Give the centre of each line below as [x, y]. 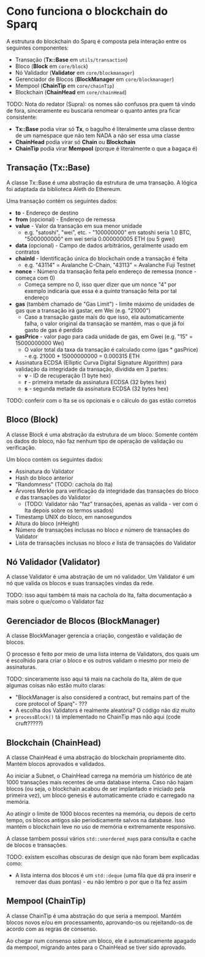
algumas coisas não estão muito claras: [56, 686]
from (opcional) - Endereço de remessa [65, 219]
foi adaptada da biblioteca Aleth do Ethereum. [64, 189]
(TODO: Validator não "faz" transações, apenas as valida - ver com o [111, 504]
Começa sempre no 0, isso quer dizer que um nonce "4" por [100, 284]
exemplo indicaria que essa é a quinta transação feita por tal [101, 291]
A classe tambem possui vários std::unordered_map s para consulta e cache [101, 838]
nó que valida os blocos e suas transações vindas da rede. [80, 583]
